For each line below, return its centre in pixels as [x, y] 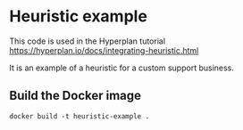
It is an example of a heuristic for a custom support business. [122, 68]
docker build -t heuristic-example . [80, 116]
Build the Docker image [75, 96]
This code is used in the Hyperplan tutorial [88, 41]
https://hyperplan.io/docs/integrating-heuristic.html [104, 50]
